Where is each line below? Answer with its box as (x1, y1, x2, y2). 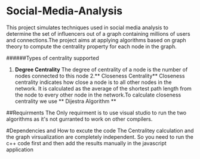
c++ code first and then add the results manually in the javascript (6, 139, 167, 146)
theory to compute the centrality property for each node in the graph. (6, 43, 177, 50)
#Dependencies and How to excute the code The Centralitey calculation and (6, 127, 194, 134)
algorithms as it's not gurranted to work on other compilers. (6, 115, 153, 123)
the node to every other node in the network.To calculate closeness (14, 91, 181, 98)
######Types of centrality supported (6, 54, 100, 61)
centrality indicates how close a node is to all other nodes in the (14, 79, 172, 86)
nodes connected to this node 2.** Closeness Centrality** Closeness (14, 72, 185, 79)
